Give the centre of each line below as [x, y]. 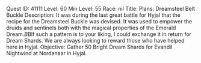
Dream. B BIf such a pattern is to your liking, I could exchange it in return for [99, 34]
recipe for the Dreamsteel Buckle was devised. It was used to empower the [99, 21]
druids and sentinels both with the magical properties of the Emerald [91, 28]
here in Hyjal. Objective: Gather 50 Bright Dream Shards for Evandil [89, 47]
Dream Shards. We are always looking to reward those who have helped [95, 40]
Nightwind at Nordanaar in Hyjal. [47, 53]
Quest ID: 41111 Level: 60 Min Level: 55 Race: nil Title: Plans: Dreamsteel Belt [101, 9]
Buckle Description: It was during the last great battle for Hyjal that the [94, 15]
